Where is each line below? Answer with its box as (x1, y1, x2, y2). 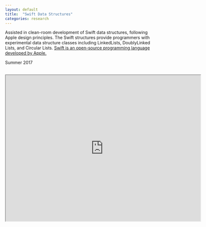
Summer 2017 (5, 59, 33, 66)
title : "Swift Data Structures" (5, 12, 73, 17)
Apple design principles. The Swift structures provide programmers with (5, 35, 150, 40)
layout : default (5, 7, 38, 12)
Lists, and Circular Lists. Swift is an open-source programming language (5, 45, 150, 51)
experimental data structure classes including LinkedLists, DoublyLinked (5, 40, 150, 46)
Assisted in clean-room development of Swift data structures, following (5, 30, 148, 36)
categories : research (5, 16, 49, 21)
